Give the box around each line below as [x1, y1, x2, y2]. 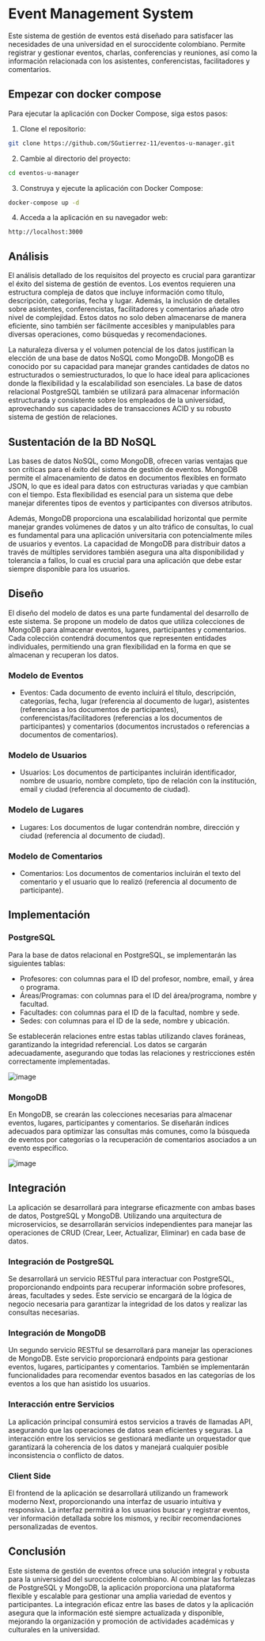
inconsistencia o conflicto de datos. [8, 1450, 124, 1460]
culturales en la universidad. [8, 1624, 100, 1634]
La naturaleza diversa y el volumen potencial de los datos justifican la [8, 345, 235, 355]
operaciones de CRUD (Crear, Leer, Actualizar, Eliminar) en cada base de [8, 1228, 246, 1237]
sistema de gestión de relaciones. [8, 413, 118, 422]
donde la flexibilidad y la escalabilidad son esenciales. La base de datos [8, 379, 243, 388]
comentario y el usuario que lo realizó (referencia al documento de [19, 877, 237, 886]
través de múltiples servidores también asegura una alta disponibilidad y [8, 547, 244, 557]
